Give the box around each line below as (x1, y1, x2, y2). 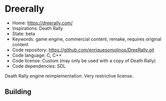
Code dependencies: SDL (12, 63, 66, 69)
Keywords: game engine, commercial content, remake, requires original (12, 36, 161, 42)
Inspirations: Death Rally (12, 25, 63, 31)
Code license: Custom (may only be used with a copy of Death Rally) (12, 57, 156, 63)
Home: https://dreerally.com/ (12, 20, 73, 26)
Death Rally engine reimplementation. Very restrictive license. (5, 73, 134, 79)
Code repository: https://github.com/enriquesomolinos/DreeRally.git (12, 47, 154, 53)
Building (5, 87, 31, 96)
